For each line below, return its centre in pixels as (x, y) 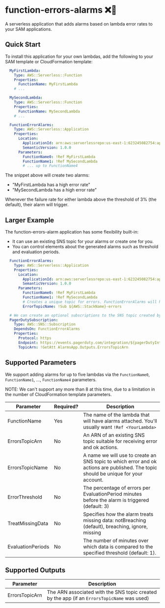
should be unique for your (113, 474)
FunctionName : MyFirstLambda (48, 84)
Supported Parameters (41, 363)
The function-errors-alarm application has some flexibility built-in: (72, 232)
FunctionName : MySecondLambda (49, 111)
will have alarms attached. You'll (120, 421)
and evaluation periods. (36, 252)
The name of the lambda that (116, 415)
